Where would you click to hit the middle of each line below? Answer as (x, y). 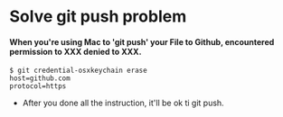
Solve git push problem (98, 17)
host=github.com (40, 78)
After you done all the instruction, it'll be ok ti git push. (123, 103)
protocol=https (38, 86)
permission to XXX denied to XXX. (75, 51)
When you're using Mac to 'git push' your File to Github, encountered (142, 41)
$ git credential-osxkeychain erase (78, 71)
